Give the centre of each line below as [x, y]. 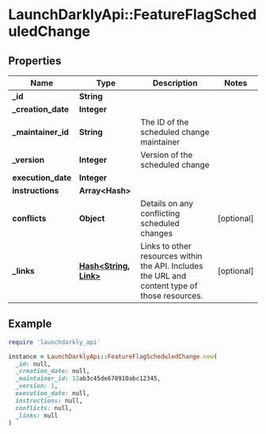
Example [30, 324]
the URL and [163, 276]
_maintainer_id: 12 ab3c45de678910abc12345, [88, 378]
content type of [169, 286]
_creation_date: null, [53, 371]
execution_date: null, [53, 394]
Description [175, 83]
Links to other [166, 246]
